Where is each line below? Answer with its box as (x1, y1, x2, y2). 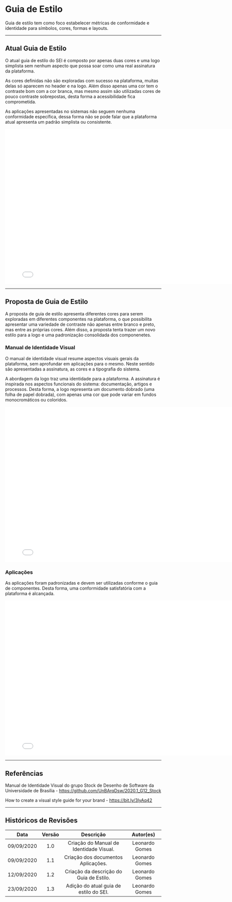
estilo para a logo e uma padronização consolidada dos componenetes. (5, 332, 151, 338)
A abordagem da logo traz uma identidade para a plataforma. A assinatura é (5, 376, 160, 381)
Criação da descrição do (64, 868, 122, 875)
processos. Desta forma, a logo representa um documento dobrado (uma (5, 386, 155, 392)
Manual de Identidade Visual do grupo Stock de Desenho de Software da (5, 782, 154, 788)
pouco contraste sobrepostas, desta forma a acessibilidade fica (5, 93, 135, 99)
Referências (5, 769, 44, 778)
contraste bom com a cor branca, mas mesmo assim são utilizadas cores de (5, 88, 161, 94)
